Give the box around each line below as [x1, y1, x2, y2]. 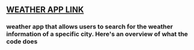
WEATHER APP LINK [6, 5, 84, 15]
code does [6, 37, 38, 46]
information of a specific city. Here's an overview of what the [6, 30, 188, 38]
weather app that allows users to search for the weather [6, 23, 173, 31]
